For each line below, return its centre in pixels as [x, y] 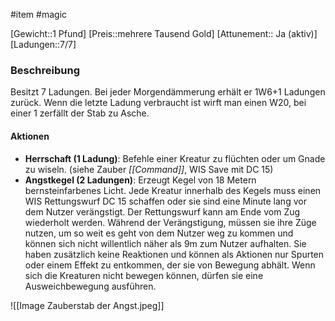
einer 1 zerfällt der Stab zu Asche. [80, 113]
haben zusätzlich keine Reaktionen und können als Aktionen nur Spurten [174, 254]
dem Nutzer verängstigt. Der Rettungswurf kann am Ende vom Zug [162, 211]
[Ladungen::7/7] [43, 44]
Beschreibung [45, 70]
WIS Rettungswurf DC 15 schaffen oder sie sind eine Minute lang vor [165, 201]
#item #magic [39, 14]
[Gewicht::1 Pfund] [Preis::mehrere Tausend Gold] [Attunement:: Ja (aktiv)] [164, 33]
